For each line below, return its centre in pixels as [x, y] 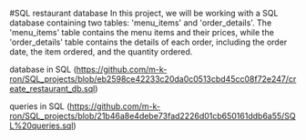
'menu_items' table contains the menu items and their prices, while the [142, 32]
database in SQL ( [43, 69]
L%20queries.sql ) [43, 125]
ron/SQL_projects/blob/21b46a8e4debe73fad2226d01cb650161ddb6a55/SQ [153, 116]
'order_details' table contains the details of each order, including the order [148, 42]
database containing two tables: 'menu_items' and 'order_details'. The [141, 23]
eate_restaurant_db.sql [52, 89]
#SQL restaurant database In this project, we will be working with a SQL [144, 13]
